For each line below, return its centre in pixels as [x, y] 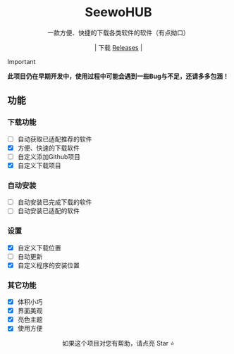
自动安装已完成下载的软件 [55, 202]
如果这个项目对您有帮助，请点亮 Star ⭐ [118, 343]
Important [21, 61]
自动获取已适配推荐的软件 [55, 139]
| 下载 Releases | [118, 47]
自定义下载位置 [39, 248]
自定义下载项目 [39, 165]
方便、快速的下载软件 [48, 148]
